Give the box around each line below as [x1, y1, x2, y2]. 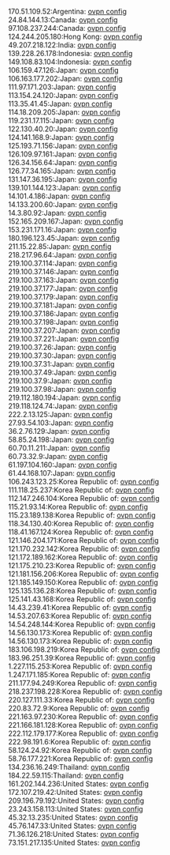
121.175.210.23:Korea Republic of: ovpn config [8, 561, 156, 570]
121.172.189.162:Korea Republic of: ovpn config [8, 552, 158, 562]
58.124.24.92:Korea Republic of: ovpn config [8, 746, 152, 755]
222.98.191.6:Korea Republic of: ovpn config [8, 737, 151, 746]
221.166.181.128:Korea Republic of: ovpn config [8, 721, 159, 729]
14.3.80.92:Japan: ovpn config [8, 209, 107, 217]
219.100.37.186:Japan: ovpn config [8, 309, 120, 318]
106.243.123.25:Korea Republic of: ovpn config [8, 477, 160, 486]
